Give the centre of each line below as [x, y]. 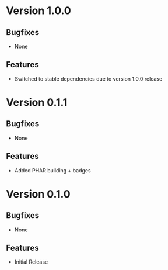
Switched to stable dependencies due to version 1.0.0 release [88, 79]
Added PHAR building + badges [53, 170]
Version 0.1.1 [37, 102]
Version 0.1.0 [38, 194]
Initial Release [31, 262]
